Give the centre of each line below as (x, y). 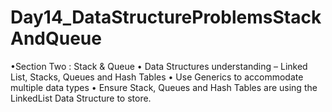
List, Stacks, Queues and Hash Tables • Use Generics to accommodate (157, 77)
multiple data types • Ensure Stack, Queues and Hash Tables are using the (164, 87)
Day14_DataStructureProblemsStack (166, 17)
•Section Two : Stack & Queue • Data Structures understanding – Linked (159, 66)
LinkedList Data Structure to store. (81, 98)
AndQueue (56, 38)
